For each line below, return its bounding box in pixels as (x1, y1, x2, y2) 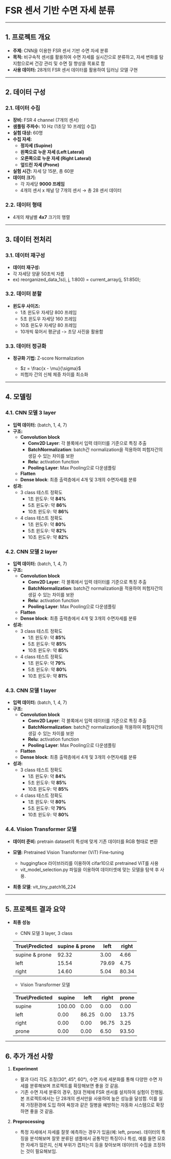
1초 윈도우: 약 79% (27, 660, 66, 666)
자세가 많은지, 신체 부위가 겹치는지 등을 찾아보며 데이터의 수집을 (25, 1142, 152, 1148)
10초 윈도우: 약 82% (27, 534, 69, 540)
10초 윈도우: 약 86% (27, 508, 69, 515)
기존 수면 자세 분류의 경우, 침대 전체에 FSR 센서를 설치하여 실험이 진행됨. (20, 1089, 164, 1095)
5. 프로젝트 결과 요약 (5, 905, 66, 913)
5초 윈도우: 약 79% (27, 805, 67, 811)
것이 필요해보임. (25, 1148, 58, 1154)
